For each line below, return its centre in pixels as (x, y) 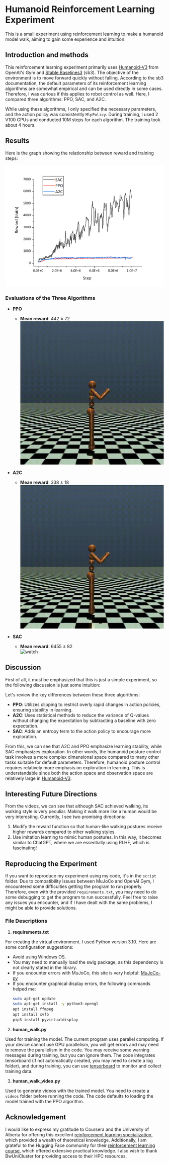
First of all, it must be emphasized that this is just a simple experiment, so (81, 679)
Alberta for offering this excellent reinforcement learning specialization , (79, 1134)
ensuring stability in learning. (43, 709)
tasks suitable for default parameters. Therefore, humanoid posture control (83, 762)
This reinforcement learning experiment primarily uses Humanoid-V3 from (82, 67)
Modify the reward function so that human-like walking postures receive (87, 827)
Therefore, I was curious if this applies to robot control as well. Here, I (77, 94)
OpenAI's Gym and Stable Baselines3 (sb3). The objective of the (72, 72)
